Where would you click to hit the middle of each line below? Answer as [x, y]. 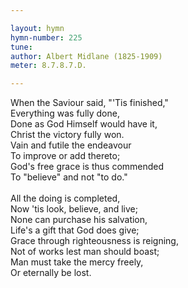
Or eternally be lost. [51, 273]
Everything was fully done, [65, 113]
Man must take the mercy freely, [77, 262]
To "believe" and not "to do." [69, 177]
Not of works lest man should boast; [85, 252]
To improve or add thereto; [65, 156]
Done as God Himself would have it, [84, 124]
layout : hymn [37, 28]
